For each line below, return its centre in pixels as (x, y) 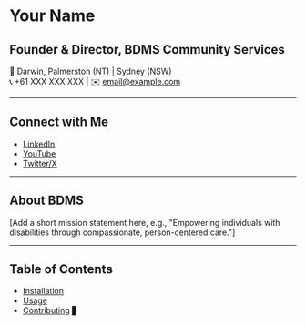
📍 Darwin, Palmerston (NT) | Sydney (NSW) (91, 71)
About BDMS (46, 201)
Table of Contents (61, 269)
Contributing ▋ (51, 310)
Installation (43, 291)
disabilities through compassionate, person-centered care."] (122, 232)
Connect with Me (59, 122)
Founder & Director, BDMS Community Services (147, 50)
